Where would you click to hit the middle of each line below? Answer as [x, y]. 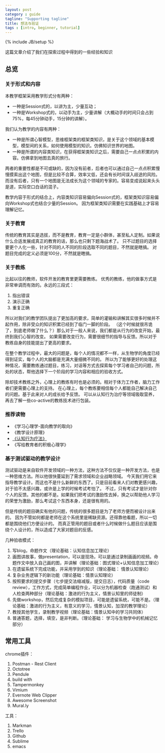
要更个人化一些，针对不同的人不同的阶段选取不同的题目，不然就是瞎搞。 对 [81, 247]
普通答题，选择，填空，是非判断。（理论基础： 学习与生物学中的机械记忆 [85, 618]
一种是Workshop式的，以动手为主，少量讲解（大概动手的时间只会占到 [83, 112]
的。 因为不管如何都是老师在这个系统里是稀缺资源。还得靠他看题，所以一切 [81, 517]
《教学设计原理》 [29, 432]
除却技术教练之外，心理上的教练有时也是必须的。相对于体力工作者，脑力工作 [82, 382]
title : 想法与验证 [22, 23]
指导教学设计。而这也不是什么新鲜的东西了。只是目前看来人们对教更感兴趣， [82, 482]
